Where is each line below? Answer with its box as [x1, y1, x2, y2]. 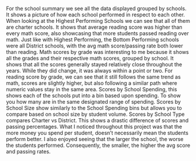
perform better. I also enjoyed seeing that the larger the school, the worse [6, 136, 184, 142]
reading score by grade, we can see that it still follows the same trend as [6, 73, 181, 80]
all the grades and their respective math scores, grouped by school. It [6, 55, 174, 61]
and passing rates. [6, 148, 51, 155]
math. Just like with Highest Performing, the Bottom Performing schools [6, 36, 180, 43]
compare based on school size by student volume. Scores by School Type [6, 111, 185, 118]
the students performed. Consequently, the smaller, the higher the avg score [6, 142, 191, 149]
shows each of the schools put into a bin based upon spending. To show [6, 92, 181, 99]
